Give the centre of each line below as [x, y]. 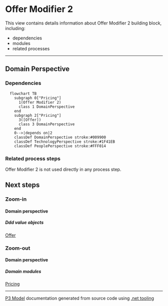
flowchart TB [23, 93]
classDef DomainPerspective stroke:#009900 [60, 137]
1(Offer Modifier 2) [40, 102]
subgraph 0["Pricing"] [38, 98]
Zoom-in [16, 199]
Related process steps [33, 158]
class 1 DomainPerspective [46, 107]
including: [15, 28]
